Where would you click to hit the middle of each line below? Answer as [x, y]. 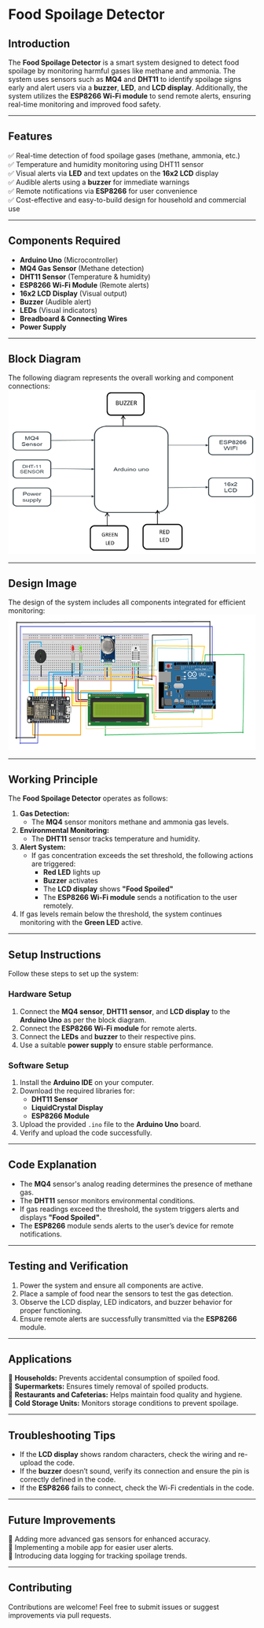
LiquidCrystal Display [67, 1107]
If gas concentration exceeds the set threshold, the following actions [142, 856]
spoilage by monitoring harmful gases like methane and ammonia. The [122, 71]
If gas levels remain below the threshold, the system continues [121, 914]
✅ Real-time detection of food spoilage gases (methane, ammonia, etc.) [125, 155]
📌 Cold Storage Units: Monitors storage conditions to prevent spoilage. [123, 1403]
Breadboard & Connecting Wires [73, 318]
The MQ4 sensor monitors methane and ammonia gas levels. [130, 822]
